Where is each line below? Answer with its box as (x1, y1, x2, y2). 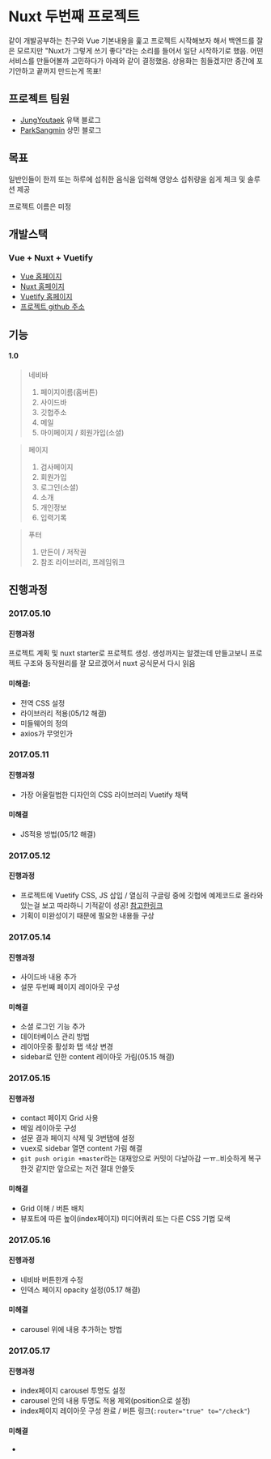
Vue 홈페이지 (19, 272, 62, 282)
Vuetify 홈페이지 (19, 292, 73, 302)
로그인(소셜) (40, 482, 79, 492)
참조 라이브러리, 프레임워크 (40, 557, 125, 566)
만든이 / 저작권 (40, 547, 87, 557)
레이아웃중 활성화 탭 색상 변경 (19, 1041, 113, 1052)
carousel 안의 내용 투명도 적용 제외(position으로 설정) (19, 1396, 191, 1406)
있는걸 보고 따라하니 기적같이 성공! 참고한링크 (19, 901, 163, 910)
